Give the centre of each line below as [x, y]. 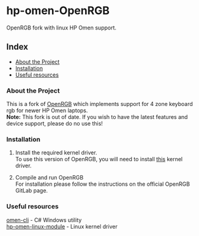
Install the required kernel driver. [56, 153]
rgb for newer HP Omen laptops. [47, 110]
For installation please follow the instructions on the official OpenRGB [103, 184]
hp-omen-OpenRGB [58, 11]
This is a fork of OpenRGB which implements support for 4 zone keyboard [99, 104]
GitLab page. [31, 191]
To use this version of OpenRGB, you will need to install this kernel [99, 159]
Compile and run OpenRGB [49, 178]
